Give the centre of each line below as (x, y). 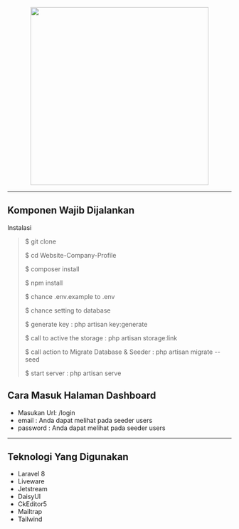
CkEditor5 (32, 504)
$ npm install (44, 283)
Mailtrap (30, 512)
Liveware (31, 481)
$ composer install (52, 269)
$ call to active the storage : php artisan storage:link (101, 337)
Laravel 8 (31, 474)
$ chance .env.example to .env (70, 296)
